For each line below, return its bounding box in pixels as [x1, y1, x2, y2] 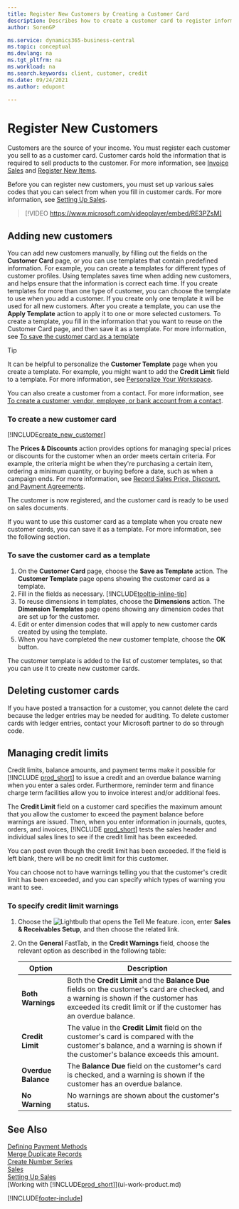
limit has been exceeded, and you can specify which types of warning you [7, 876, 225, 884]
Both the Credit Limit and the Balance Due [67, 975, 210, 985]
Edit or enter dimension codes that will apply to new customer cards [17, 619, 218, 628]
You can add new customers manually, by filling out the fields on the [7, 249, 208, 258]
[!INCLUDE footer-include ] [7, 1194, 83, 1203]
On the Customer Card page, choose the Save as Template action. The [17, 567, 228, 575]
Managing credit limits [7, 747, 109, 759]
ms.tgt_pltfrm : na [7, 56, 62, 64]
